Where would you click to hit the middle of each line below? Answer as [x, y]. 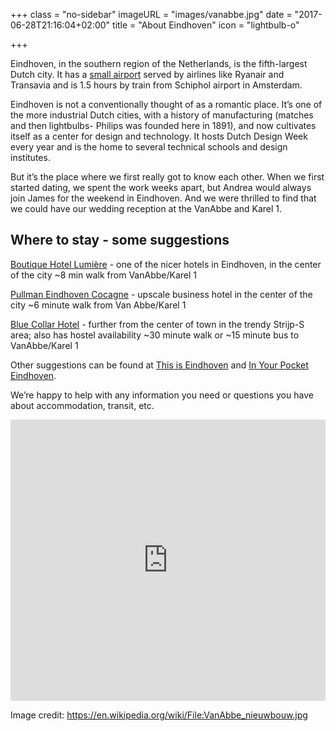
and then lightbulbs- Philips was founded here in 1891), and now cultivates [163, 125]
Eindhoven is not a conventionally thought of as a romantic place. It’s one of [166, 104]
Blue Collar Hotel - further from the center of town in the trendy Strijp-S [157, 324]
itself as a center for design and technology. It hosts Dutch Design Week [159, 136]
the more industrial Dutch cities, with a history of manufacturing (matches [162, 115]
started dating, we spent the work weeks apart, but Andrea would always [161, 187]
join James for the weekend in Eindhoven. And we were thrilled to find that [163, 198]
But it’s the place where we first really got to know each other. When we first [167, 177]
